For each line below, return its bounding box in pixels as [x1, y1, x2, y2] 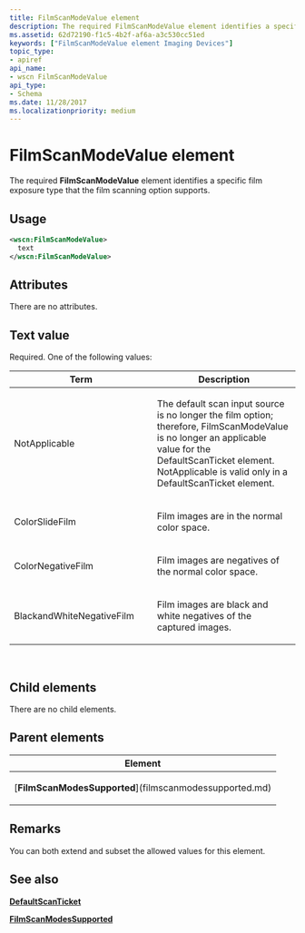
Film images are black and [157, 598, 269, 611]
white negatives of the [157, 610, 252, 623]
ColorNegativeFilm [14, 560, 93, 573]
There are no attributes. [9, 301, 98, 312]
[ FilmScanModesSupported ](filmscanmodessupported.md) [14, 781, 272, 794]
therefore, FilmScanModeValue [157, 420, 289, 433]
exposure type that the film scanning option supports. [9, 185, 211, 196]
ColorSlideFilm [14, 516, 77, 528]
